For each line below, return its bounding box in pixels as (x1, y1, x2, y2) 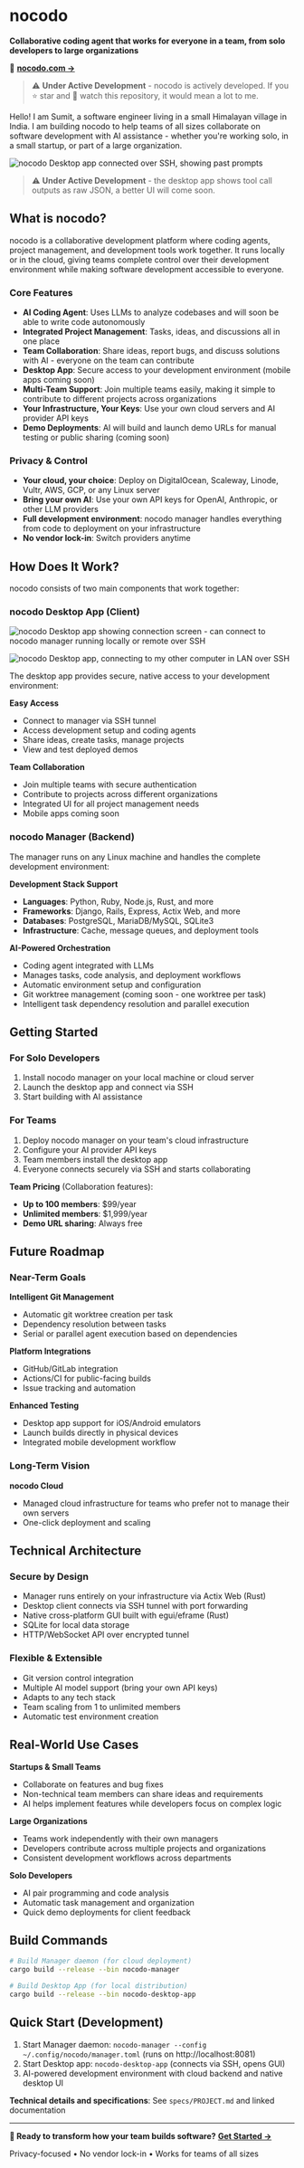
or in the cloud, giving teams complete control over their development (9, 254, 270, 265)
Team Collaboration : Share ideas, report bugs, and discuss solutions (22, 346, 280, 357)
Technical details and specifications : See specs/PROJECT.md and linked (9, 2095, 275, 2106)
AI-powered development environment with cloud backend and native (22, 2068, 283, 2078)
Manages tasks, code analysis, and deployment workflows (22, 969, 242, 980)
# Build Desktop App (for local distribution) (9, 1982, 188, 1991)
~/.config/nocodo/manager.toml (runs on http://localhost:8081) (22, 2049, 256, 2059)
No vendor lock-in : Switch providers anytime (22, 533, 192, 544)
